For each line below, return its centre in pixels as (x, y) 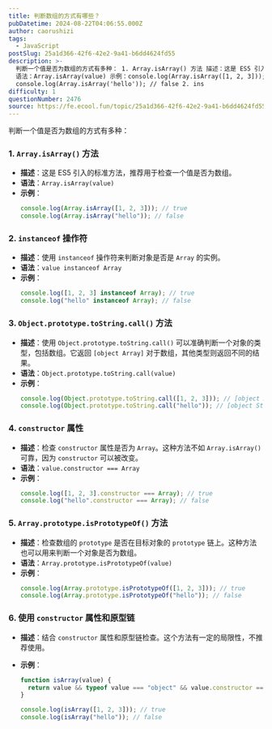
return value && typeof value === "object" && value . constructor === (147, 688)
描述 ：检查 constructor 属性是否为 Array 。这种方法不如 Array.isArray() (140, 447)
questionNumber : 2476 (45, 99)
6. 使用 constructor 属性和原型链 (72, 618)
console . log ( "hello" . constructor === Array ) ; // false (115, 501)
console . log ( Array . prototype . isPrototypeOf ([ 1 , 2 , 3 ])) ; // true (132, 588)
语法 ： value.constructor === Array (80, 468)
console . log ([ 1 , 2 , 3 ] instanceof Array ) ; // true (107, 293)
